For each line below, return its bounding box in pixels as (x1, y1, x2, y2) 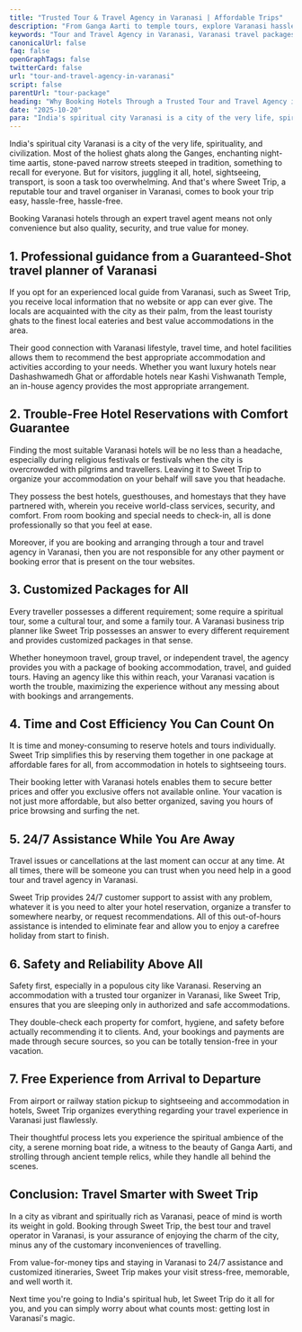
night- (260, 148, 283, 158)
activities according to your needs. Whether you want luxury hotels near (9, 361, 277, 372)
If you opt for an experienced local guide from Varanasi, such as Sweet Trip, (9, 286, 291, 297)
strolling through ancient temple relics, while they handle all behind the (9, 1151, 271, 1162)
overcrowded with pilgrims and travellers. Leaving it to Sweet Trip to (9, 463, 262, 474)
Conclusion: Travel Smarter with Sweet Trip (9, 1187, 259, 1202)
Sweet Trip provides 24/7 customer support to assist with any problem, (9, 892, 272, 903)
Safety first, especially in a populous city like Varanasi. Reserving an (9, 980, 262, 991)
